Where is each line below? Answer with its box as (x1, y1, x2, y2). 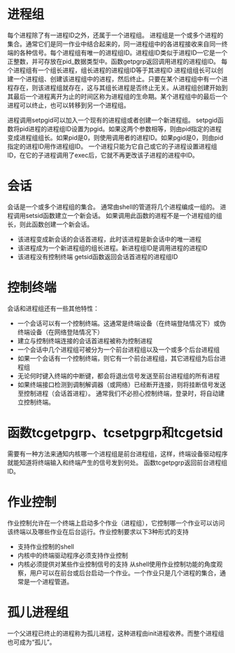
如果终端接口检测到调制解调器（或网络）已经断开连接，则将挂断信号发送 (17, 380, 226, 389)
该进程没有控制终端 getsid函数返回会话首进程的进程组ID (17, 252, 178, 261)
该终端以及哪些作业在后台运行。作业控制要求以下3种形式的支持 (7, 527, 189, 536)
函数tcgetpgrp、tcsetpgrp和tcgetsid (7, 425, 224, 441)
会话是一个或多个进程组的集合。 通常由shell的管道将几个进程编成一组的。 (7, 202, 219, 211)
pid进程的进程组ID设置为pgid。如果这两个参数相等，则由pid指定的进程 (19, 124, 222, 133)
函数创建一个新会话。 (31, 220, 93, 228)
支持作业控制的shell (17, 542, 75, 551)
